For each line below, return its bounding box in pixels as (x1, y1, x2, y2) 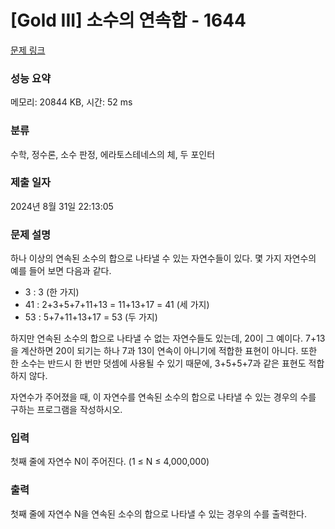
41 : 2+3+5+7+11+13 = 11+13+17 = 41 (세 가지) (24, 299, 210, 311)
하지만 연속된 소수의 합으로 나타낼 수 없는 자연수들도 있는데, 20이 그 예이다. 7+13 (10, 332, 326, 345)
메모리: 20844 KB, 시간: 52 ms (10, 96, 133, 108)
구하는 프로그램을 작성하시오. (10, 404, 123, 416)
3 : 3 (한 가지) (24, 286, 80, 298)
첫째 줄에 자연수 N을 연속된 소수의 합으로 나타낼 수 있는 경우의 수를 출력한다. (10, 507, 307, 520)
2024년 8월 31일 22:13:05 (10, 200, 114, 212)
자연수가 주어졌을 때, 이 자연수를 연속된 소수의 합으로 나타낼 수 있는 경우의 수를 (10, 391, 317, 403)
